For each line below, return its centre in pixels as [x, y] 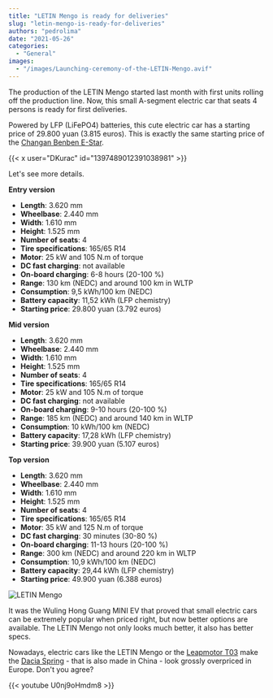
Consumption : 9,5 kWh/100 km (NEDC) [86, 291]
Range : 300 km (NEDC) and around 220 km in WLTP [108, 553]
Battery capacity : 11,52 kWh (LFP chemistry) [95, 300]
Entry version [32, 189]
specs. [19, 636]
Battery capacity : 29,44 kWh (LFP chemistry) [97, 570]
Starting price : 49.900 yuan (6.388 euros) [91, 579]
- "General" [36, 54]
